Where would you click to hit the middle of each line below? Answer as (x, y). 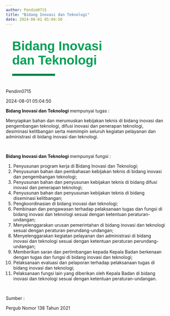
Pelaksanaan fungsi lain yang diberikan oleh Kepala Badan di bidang (84, 273)
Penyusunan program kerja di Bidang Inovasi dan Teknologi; (76, 166)
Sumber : (15, 298)
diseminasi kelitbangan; (38, 198)
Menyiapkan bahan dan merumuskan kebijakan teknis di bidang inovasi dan (84, 120)
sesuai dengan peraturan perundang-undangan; (63, 230)
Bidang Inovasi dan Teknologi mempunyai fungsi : (58, 156)
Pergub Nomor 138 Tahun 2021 (38, 308)
